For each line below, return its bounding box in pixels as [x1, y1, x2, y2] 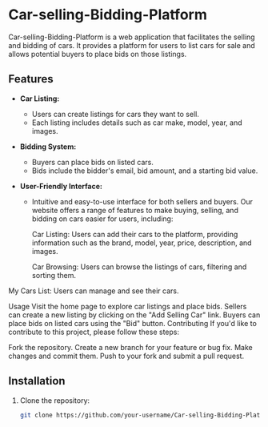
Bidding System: [19, 142, 77, 151]
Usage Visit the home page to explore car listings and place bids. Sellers [8, 301, 247, 311]
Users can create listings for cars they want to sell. [31, 109, 200, 119]
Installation [8, 374, 66, 388]
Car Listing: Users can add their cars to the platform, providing [31, 229, 238, 239]
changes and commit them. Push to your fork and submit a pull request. [8, 351, 245, 361]
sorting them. [31, 270, 76, 280]
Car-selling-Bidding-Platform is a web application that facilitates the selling [8, 32, 255, 42]
